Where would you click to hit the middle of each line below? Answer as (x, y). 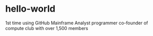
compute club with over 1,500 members (47, 28)
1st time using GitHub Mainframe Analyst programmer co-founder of (77, 23)
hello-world (30, 9)
